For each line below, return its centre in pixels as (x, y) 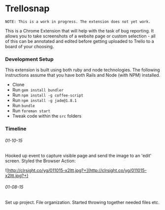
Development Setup (29, 59)
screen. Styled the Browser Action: (40, 161)
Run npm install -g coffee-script (48, 95)
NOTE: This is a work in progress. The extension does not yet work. (78, 22)
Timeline (16, 129)
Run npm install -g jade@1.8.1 (45, 100)
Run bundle (24, 106)
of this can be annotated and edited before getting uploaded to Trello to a (80, 41)
